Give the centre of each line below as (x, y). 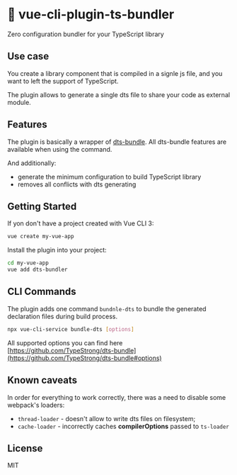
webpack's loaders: (36, 405)
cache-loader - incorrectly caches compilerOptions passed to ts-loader (123, 426)
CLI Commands (42, 292)
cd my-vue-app (28, 263)
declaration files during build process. (63, 316)
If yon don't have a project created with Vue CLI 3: (81, 223)
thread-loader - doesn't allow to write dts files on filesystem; (106, 418)
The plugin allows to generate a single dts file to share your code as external (119, 94)
